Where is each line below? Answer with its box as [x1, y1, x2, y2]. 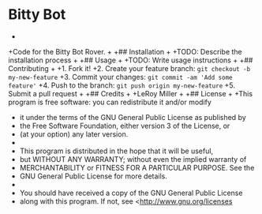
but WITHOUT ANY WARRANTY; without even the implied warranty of [19, 154, 247, 163]
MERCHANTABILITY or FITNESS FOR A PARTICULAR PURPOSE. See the [19, 163, 255, 172]
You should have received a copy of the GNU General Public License [19, 188, 243, 197]
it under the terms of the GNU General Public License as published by [19, 112, 246, 122]
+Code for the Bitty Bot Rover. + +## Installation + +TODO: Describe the [8, 47, 242, 56]
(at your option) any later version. [19, 129, 129, 139]
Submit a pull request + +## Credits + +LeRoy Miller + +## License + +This [8, 88, 253, 98]
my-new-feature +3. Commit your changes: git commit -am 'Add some [8, 72, 233, 81]
